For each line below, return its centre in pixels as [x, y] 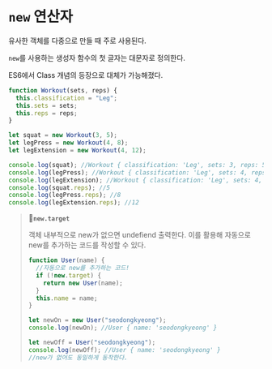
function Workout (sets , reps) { [63, 90]
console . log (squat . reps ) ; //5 [59, 187]
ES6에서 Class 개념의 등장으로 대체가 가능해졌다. [86, 75]
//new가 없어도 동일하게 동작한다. [78, 358]
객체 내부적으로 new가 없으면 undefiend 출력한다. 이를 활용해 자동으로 [139, 235]
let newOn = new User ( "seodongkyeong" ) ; [97, 320]
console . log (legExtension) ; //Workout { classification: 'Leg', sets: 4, [136, 180]
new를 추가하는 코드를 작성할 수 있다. [87, 245]
